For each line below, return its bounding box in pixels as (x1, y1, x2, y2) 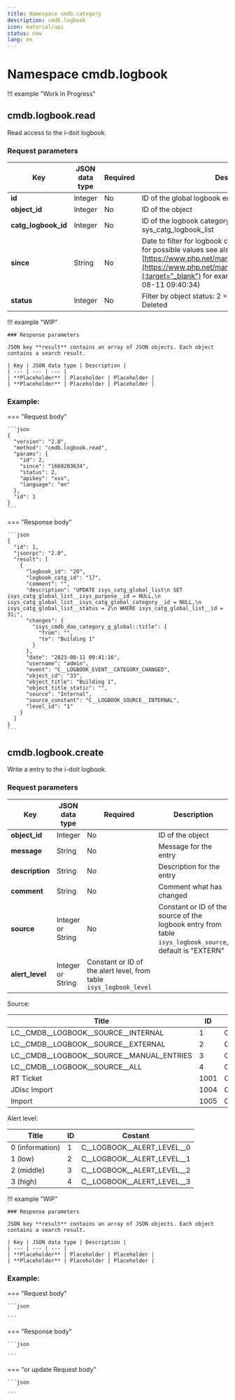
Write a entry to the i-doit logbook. (7, 765, 107, 773)
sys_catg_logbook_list (141, 225, 215, 234)
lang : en (7, 36, 33, 43)
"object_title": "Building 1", (25, 678, 117, 686)
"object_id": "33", (25, 673, 83, 680)
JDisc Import (10, 1084, 53, 1094)
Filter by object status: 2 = (141, 291, 228, 301)
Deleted (141, 300, 168, 310)
